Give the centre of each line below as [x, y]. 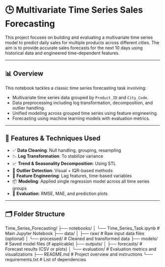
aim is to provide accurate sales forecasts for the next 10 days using [74, 48]
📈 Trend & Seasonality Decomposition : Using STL [64, 163]
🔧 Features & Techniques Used [53, 138]
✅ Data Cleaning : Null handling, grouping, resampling [67, 150]
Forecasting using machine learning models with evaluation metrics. [81, 118]
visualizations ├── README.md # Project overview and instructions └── [79, 254]
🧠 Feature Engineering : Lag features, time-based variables [72, 176]
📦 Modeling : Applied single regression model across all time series [81, 181]
